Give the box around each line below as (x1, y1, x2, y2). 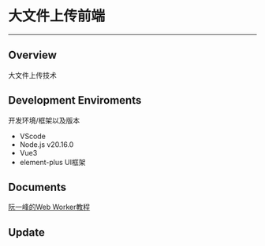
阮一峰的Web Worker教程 (8, 202, 91, 212)
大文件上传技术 (8, 70, 57, 79)
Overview (8, 49, 58, 62)
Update (8, 226, 46, 239)
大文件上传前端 (8, 7, 106, 25)
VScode (19, 131, 46, 141)
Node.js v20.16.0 (19, 139, 74, 149)
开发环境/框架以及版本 (8, 116, 80, 125)
